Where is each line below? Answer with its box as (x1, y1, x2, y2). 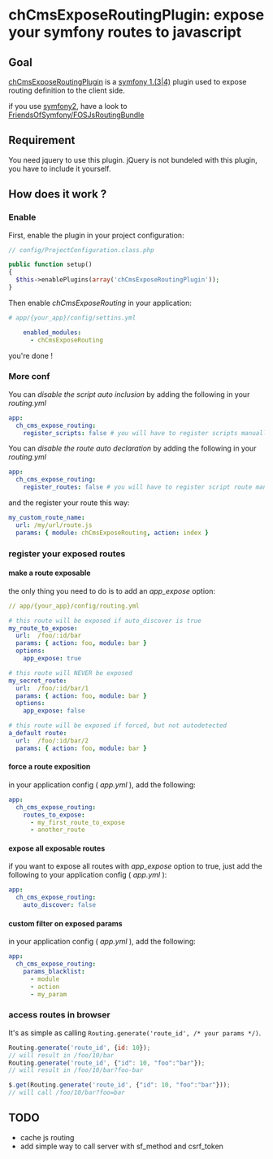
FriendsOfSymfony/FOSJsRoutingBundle (8, 110, 145, 120)
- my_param (29, 990, 67, 998)
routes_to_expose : (23, 811, 85, 819)
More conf (8, 371, 50, 382)
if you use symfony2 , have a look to (8, 102, 128, 111)
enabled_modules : (23, 328, 82, 337)
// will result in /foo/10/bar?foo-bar (8, 1066, 144, 1074)
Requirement (8, 133, 76, 147)
